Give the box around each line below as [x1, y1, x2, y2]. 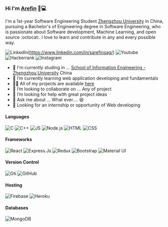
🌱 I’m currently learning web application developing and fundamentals [12, 75, 158, 81]
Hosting [5, 182, 23, 188]
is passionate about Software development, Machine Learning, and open [5, 29, 156, 35]
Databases [5, 204, 29, 211]
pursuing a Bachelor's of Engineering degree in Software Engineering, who [5, 24, 161, 30]
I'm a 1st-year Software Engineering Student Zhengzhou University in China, [5, 18, 164, 24]
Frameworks [5, 136, 32, 143]
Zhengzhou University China [12, 70, 72, 76]
